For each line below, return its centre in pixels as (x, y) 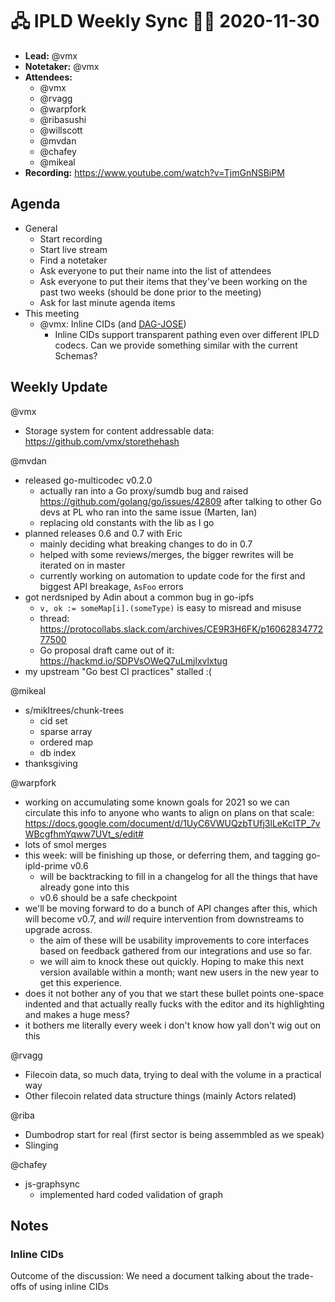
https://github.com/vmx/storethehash (102, 441)
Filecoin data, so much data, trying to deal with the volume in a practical (173, 1074)
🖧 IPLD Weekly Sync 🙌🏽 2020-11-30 (165, 21)
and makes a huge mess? (77, 1014)
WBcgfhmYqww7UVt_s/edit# (84, 834)
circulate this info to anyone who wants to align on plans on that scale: (169, 812)
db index (58, 752)
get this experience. (81, 982)
